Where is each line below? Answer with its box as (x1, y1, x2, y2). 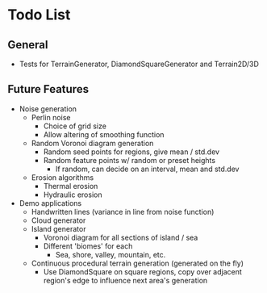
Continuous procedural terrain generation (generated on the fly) (31, 258, 244, 268)
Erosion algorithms (31, 172, 94, 182)
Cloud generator (31, 216, 86, 225)
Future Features (7, 82, 90, 96)
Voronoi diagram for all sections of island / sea (43, 232, 198, 242)
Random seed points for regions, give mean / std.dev (43, 147, 219, 157)
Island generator (31, 224, 86, 233)
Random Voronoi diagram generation (31, 138, 154, 148)
